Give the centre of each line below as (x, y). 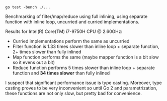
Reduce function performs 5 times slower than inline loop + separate (83, 68)
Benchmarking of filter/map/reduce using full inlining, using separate (76, 16)
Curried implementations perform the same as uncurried (71, 41)
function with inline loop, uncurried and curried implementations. (72, 22)
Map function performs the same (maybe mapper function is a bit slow (86, 57)
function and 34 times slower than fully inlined (61, 73)
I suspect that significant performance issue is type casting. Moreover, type (83, 83)
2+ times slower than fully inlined (47, 52)
